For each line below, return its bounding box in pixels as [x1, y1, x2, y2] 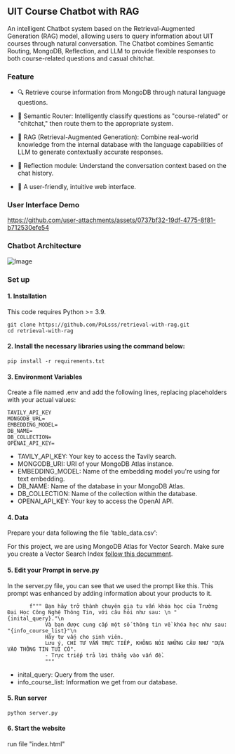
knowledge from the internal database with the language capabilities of [17, 141, 224, 149]
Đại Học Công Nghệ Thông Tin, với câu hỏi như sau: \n [7, 609, 171, 616]
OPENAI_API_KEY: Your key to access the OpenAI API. [17, 497, 174, 505]
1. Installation [7, 292, 47, 301]
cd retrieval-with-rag [7, 327, 74, 334]
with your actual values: [7, 396, 76, 404]
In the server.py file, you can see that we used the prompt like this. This [7, 581, 214, 590]
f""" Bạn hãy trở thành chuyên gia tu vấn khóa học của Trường [29, 602, 218, 610]
